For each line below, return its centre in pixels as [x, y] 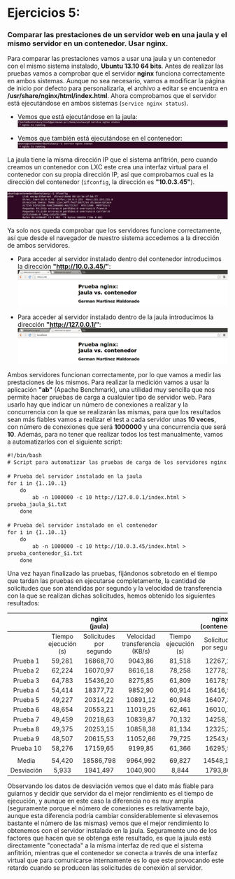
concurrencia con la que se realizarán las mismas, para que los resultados [114, 412]
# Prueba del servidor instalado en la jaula [74, 477]
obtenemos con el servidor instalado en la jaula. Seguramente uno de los [112, 830]
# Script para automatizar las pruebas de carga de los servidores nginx [117, 463]
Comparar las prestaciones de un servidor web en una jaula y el [117, 35]
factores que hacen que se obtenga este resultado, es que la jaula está [109, 838]
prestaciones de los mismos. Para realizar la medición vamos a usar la [108, 382]
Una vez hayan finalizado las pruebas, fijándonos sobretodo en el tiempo [112, 574]
